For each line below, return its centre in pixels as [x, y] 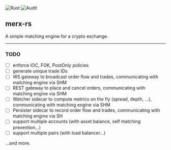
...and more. [18, 143]
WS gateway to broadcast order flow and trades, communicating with [85, 77]
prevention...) [27, 127]
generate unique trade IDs [40, 71]
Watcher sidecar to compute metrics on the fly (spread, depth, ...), [82, 99]
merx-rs [19, 24]
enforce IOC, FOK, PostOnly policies [51, 65]
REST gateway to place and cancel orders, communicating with [79, 88]
